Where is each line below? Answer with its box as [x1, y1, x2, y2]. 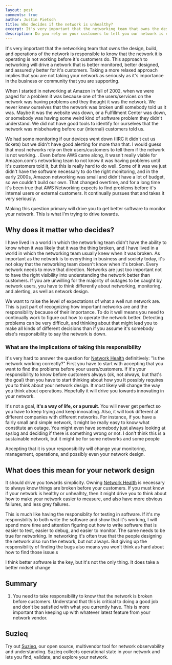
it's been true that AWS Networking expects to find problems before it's [5, 185, 156, 191]
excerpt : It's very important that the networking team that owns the [5, 27, 159, 32]
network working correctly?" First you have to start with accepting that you [5, 361, 164, 367]
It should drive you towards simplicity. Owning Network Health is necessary [5, 479, 165, 485]
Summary [5, 579, 37, 588]
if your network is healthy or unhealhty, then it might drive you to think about [5, 490, 167, 496]
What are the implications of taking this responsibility [5, 343, 142, 350]
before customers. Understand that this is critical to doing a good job [12, 598, 159, 604]
